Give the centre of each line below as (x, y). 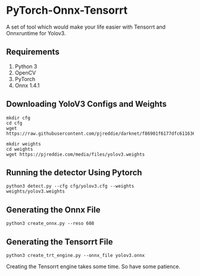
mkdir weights (24, 144)
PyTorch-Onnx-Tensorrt (67, 10)
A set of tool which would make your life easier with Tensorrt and (86, 27)
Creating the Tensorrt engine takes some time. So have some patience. (93, 266)
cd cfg (14, 123)
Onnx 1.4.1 (27, 85)
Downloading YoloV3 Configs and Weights (87, 104)
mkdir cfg (18, 118)
